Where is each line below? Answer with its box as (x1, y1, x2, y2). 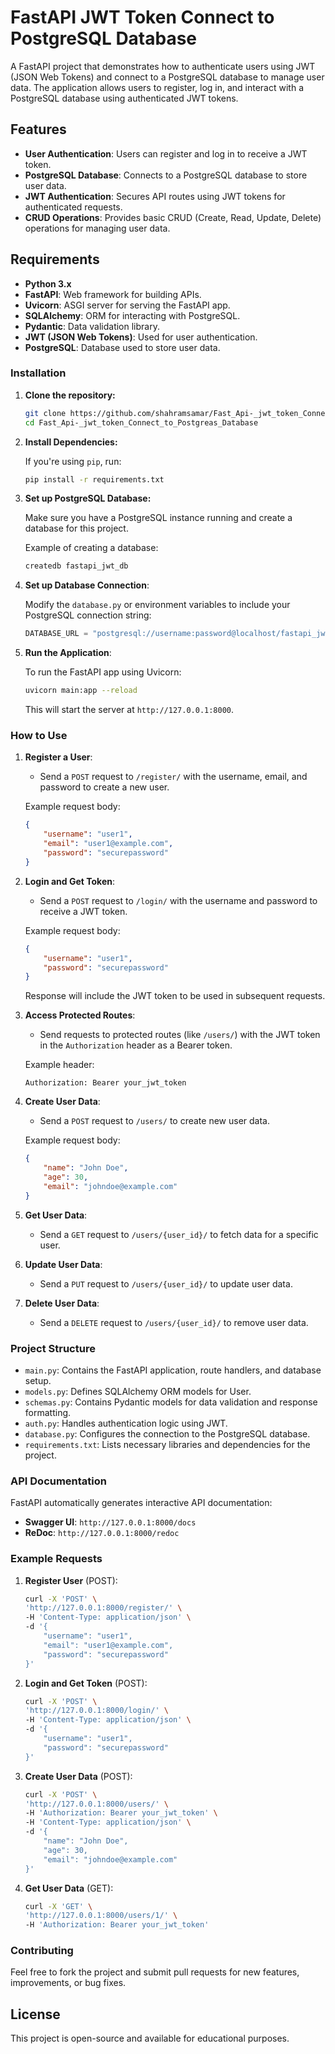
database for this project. (24, 522, 129, 535)
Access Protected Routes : (24, 1009, 136, 1021)
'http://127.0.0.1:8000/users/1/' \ (24, 1911, 178, 1921)
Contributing (10, 1944, 74, 1958)
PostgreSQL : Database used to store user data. (24, 341, 221, 353)
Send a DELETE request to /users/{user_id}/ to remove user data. (39, 1316, 309, 1328)
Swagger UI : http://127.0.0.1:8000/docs (24, 1516, 197, 1528)
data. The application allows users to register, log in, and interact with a (10, 81, 304, 93)
